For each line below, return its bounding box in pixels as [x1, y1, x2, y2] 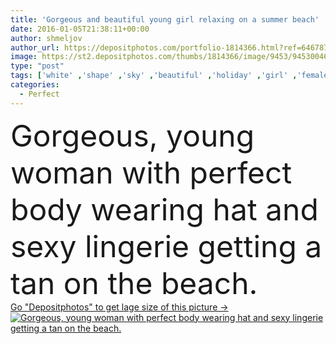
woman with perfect [10, 153, 293, 191]
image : [10, 52, 38, 62]
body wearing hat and [10, 190, 319, 228]
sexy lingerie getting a [10, 227, 323, 265]
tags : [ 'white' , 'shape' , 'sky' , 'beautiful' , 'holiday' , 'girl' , [10, 71, 298, 81]
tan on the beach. [10, 264, 258, 302]
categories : [10, 80, 60, 90]
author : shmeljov [10, 33, 83, 43]
